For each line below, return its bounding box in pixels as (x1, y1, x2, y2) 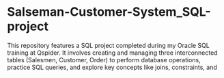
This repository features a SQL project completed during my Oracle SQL (7, 41, 210, 49)
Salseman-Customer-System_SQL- (7, 4, 212, 20)
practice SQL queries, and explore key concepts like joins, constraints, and (7, 63, 217, 71)
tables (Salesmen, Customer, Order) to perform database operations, (7, 55, 201, 64)
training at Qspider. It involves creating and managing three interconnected (7, 49, 218, 57)
